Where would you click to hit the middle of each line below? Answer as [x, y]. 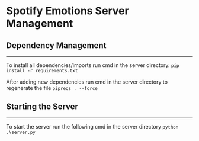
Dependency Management [56, 45]
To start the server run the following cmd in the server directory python [92, 126]
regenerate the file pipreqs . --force [52, 88]
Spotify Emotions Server [68, 11]
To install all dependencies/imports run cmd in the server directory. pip [93, 65]
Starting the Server [42, 107]
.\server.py [21, 132]
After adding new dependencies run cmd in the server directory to [87, 82]
